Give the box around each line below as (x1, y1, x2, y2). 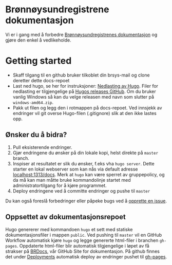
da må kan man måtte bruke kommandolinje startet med (12, 177, 131, 183)
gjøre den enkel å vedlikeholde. (5, 37, 72, 43)
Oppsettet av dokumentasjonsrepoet (5, 213, 126, 221)
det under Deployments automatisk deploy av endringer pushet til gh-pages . (5, 253, 167, 260)
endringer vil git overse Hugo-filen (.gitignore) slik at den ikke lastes (12, 110, 157, 116)
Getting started (5, 55, 72, 67)
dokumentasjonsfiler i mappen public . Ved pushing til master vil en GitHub (5, 232, 162, 238)
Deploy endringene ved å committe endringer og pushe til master (12, 187, 150, 194)
